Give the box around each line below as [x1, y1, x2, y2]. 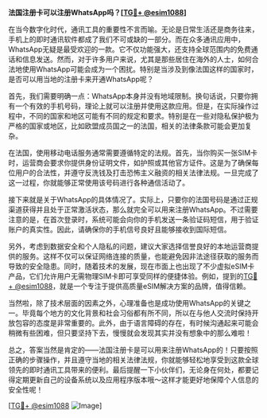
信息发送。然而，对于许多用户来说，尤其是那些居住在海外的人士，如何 [21, 55, 252, 64]
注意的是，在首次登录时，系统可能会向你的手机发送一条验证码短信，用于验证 [8, 215, 259, 224]
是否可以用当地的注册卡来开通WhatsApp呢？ [8, 75, 154, 84]
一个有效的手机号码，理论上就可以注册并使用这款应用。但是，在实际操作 [14, 101, 252, 111]
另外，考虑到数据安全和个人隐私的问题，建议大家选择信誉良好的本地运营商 [8, 242, 252, 251]
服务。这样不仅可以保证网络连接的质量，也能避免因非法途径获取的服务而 [21, 252, 259, 261]
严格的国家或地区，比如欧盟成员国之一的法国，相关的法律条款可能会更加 [8, 121, 245, 131]
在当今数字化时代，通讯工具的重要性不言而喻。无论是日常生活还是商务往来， [8, 25, 259, 34]
